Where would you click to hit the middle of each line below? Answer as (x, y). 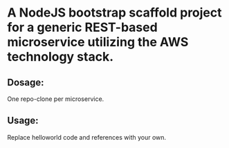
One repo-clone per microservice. (56, 99)
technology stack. (61, 57)
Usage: (23, 121)
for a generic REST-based (82, 27)
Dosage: (26, 82)
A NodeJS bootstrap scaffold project (115, 13)
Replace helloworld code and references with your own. (87, 137)
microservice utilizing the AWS (98, 42)
